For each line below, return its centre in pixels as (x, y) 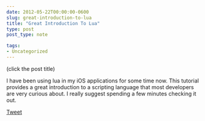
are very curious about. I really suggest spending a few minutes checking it (101, 94)
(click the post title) (31, 68)
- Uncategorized (27, 52)
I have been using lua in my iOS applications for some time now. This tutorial (103, 81)
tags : (13, 46)
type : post (20, 29)
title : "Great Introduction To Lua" (53, 23)
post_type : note (27, 35)
